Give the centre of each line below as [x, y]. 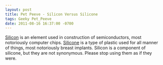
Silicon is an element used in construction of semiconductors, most [73, 37]
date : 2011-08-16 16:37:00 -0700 [39, 23]
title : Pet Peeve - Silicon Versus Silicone [51, 14]
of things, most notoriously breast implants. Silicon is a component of [76, 48]
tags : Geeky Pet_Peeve [28, 19]
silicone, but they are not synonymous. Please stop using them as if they [79, 53]
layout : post [18, 10]
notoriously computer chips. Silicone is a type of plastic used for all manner [82, 43]
